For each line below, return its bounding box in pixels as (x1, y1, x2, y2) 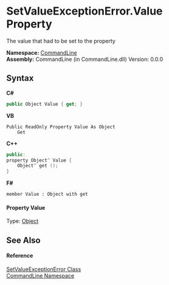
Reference (6, 252, 33, 259)
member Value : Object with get (6, 191, 88, 197)
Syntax (6, 73, 34, 83)
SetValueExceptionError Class (6, 266, 81, 273)
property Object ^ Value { (6, 157, 72, 163)
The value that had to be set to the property (6, 37, 116, 44)
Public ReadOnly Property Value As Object (6, 123, 116, 130)
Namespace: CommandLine (6, 49, 77, 56)
